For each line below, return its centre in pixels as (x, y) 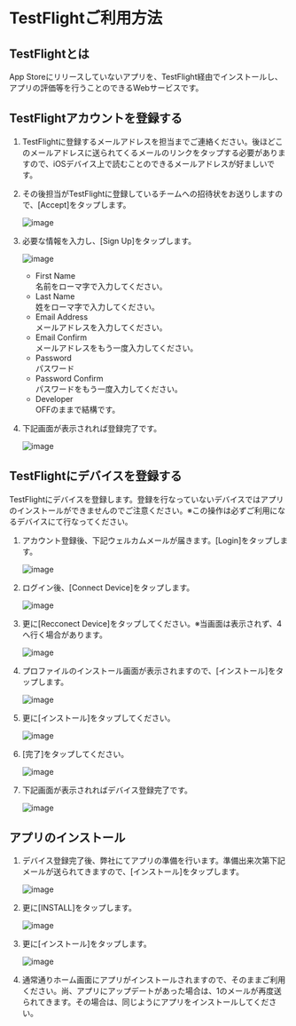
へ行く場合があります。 (65, 635)
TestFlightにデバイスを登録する (96, 476)
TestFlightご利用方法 (86, 18)
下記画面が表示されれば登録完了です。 (92, 428)
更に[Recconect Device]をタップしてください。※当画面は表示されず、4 (152, 623)
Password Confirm (69, 378)
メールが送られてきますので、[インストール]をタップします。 (132, 872)
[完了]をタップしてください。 (75, 754)
